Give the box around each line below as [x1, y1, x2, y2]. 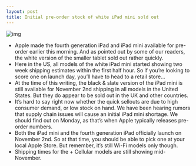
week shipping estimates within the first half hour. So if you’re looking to [14, 67, 190, 74]
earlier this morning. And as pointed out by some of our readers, [29, 48, 185, 55]
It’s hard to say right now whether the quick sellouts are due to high [14, 98, 178, 105]
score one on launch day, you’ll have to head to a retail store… [14, 73, 166, 80]
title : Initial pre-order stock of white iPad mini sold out [6, 14, 160, 20]
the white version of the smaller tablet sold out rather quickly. [14, 54, 164, 61]
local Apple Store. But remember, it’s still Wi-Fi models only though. [14, 142, 178, 149]
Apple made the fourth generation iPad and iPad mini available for [14, 42, 175, 49]
